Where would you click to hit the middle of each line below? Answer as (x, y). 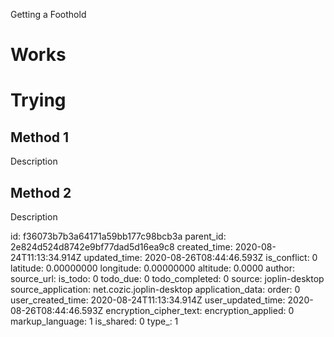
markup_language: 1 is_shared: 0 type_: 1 (94, 321)
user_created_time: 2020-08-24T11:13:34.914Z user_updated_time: (148, 300)
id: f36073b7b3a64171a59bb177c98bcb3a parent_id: (118, 236)
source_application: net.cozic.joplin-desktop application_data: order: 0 (155, 289)
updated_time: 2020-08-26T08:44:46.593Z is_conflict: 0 (200, 257)
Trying (38, 100)
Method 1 (40, 137)
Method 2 (41, 192)
